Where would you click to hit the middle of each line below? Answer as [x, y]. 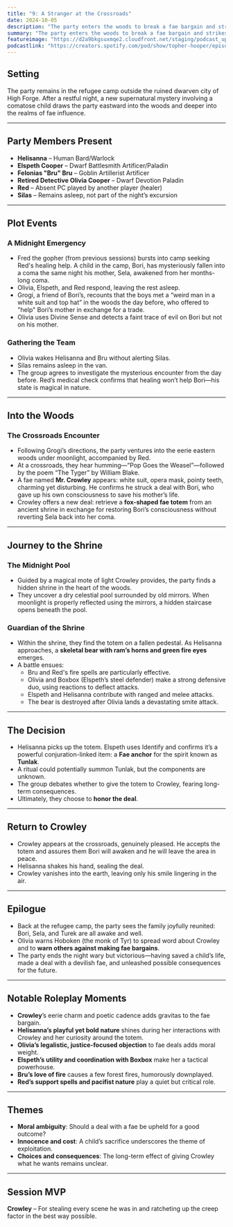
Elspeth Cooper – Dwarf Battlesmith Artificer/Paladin [93, 165]
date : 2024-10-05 [32, 20]
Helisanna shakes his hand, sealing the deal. [80, 866]
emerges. [31, 658]
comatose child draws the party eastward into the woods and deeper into [112, 106]
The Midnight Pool [39, 565]
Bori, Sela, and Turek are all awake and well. [80, 933]
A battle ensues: [41, 665]
